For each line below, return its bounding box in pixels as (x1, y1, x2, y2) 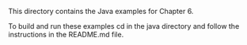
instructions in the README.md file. (8, 30, 124, 39)
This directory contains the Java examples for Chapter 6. (8, 7, 194, 16)
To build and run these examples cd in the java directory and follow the (8, 22, 240, 30)
